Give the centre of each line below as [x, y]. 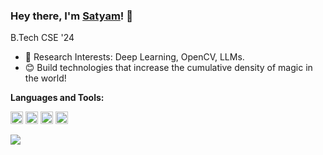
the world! [45, 78]
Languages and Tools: [57, 98]
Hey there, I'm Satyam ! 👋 [71, 16]
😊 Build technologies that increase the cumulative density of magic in [168, 68]
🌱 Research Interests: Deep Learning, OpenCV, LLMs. [134, 57]
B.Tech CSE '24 [42, 38]
